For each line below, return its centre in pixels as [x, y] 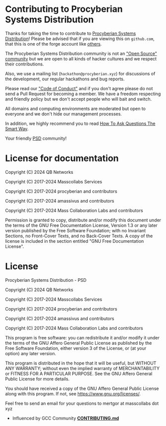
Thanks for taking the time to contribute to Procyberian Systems [71, 33]
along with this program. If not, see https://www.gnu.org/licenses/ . [73, 394]
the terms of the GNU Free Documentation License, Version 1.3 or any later [81, 225]
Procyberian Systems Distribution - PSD [46, 280]
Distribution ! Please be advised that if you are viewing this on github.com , [80, 39]
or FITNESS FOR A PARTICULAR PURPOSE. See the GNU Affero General [79, 373]
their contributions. [25, 64]
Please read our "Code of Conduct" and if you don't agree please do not [79, 88]
